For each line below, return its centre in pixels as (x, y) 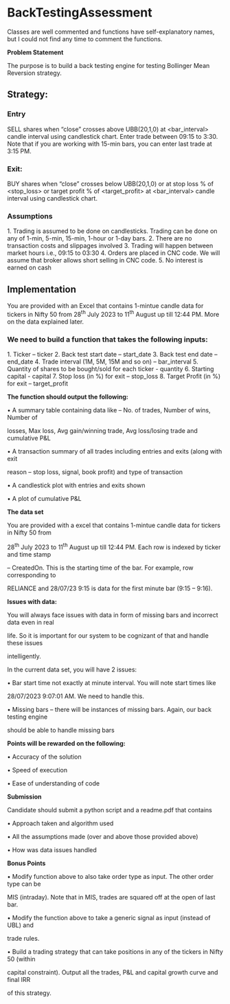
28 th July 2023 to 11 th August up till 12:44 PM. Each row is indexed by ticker (114, 546)
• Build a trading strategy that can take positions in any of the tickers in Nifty (115, 951)
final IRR (19, 979)
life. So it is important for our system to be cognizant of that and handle (108, 635)
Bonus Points (26, 863)
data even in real (31, 622)
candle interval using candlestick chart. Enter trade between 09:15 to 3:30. (113, 136)
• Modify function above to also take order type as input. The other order (111, 876)
